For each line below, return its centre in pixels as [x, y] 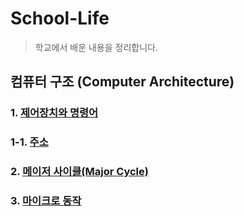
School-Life [60, 18]
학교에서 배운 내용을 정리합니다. [96, 47]
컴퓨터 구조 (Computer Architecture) [122, 82]
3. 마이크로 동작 [46, 201]
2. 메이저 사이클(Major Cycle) [79, 172]
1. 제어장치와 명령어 [54, 113]
